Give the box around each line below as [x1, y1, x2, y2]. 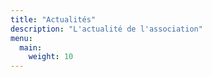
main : [19, 42, 43, 53]
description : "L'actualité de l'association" [10, 24, 203, 34]
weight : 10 [28, 52, 74, 62]
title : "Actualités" [10, 14, 97, 25]
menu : [10, 33, 33, 43]
